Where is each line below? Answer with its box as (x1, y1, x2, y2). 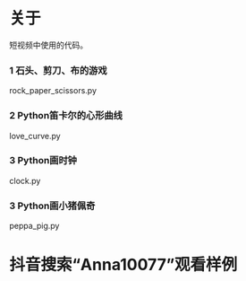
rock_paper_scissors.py (9, 85, 97, 96)
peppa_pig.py (9, 221, 60, 232)
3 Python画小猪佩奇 (9, 199, 96, 212)
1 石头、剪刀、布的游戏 (9, 64, 107, 76)
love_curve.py (9, 130, 61, 141)
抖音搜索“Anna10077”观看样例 (9, 255, 238, 275)
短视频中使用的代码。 (9, 40, 88, 50)
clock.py (9, 175, 41, 186)
